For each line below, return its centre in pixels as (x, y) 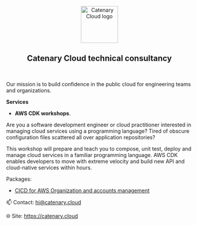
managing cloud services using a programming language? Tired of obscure (98, 131)
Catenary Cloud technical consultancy (99, 58)
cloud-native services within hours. (49, 167)
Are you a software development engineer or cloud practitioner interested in (99, 125)
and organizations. (29, 90)
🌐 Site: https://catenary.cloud (42, 216)
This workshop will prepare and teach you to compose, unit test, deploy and (99, 149)
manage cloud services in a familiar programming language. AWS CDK (92, 155)
